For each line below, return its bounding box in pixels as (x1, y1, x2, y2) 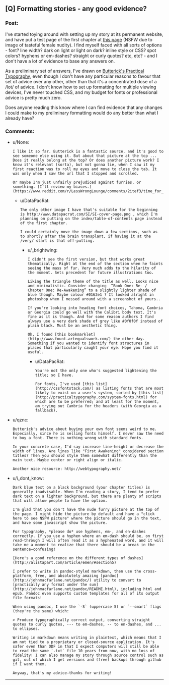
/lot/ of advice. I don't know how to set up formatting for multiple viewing (5, 84, 156, 90)
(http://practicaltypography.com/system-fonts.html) (35, 394, 148, 400)
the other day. (113, 336, 145, 341)
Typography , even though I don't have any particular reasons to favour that (5, 73, 161, 79)
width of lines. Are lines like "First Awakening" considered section (12, 448, 164, 454)
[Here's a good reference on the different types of (12, 555, 126, 560)
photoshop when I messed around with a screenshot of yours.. (27, 296, 161, 301)
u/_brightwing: (27, 247, 58, 253)
